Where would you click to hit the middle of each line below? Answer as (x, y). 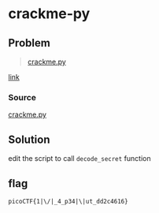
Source (22, 97)
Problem (30, 43)
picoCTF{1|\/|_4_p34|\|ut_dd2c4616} (68, 201)
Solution (29, 139)
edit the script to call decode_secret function (79, 159)
